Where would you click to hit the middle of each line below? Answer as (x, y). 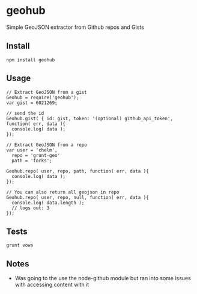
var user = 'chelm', (32, 150)
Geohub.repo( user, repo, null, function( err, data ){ (77, 197)
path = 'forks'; (32, 161)
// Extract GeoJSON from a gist (47, 92)
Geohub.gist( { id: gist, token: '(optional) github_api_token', (89, 118)
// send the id (25, 113)
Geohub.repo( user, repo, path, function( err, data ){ (77, 171)
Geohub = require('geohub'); (43, 97)
